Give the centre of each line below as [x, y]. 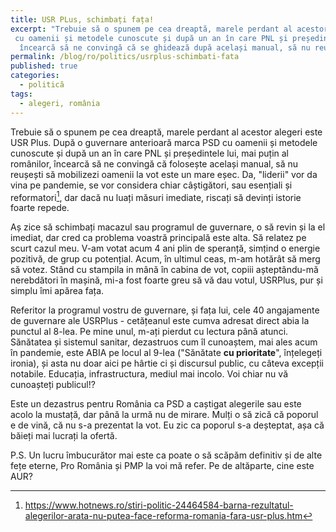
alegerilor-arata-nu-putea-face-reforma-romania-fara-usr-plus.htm [163, 516]
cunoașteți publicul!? [53, 385]
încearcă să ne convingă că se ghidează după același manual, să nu [165, 47]
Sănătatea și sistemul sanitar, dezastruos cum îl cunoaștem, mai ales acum [164, 342]
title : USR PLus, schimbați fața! [82, 19]
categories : [35, 76]
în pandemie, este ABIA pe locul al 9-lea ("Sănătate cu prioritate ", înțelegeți [166, 353]
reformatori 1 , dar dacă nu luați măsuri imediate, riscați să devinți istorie [156, 196]
